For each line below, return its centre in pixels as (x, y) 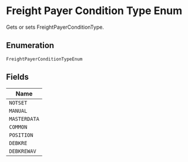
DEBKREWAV (23, 151)
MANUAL (18, 111)
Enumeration (30, 45)
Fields (18, 77)
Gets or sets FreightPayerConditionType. (55, 27)
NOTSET (18, 103)
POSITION (21, 135)
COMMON (18, 127)
